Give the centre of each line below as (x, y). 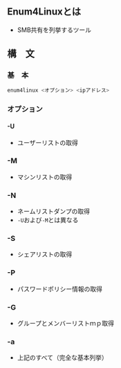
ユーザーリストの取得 (47, 142)
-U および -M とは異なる (48, 220)
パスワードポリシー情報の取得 (59, 289)
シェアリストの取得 (45, 254)
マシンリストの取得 (45, 177)
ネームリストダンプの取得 (53, 211)
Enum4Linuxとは (44, 12)
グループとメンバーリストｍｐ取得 (65, 323)
